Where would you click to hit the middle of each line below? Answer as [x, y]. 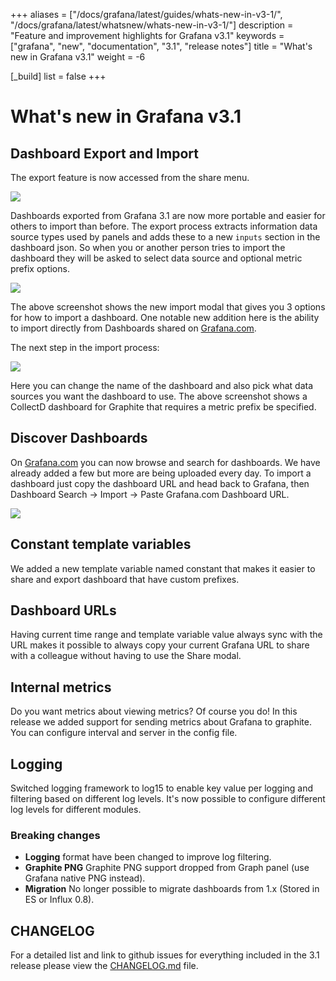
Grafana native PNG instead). [85, 878]
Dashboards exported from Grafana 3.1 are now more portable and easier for [168, 215]
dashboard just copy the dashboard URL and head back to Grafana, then [160, 483]
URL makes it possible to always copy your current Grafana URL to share [160, 645]
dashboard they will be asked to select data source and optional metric [156, 258]
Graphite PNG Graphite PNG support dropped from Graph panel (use [167, 868]
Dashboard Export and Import [104, 153]
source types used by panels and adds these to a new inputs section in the [165, 237]
